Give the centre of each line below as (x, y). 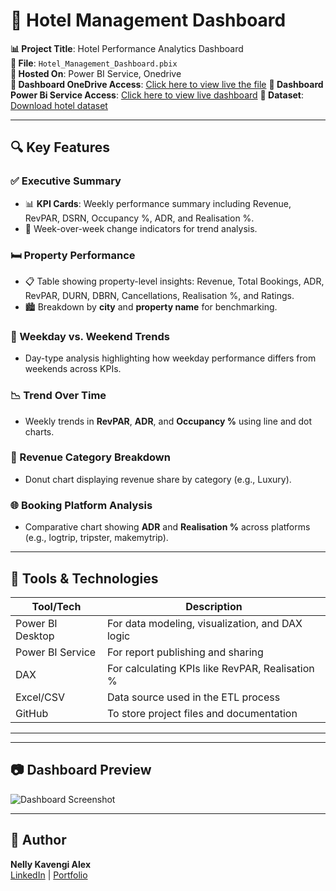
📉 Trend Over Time (58, 396)
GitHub (32, 713)
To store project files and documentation (202, 713)
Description (214, 606)
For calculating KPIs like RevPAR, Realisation (210, 668)
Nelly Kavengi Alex (51, 864)
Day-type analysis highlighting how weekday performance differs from (170, 358)
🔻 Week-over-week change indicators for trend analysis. (141, 228)
